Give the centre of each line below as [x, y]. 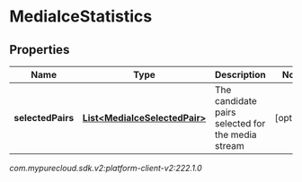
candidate [236, 101]
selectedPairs [44, 118]
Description [240, 75]
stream [229, 146]
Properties [40, 50]
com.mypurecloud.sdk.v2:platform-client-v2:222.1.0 [106, 168]
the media [236, 134]
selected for [240, 123]
